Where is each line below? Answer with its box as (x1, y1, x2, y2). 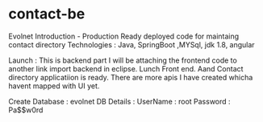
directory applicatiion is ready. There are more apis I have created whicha (8, 72, 253, 82)
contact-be (8, 5, 86, 23)
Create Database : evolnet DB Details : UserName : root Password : (8, 96, 232, 106)
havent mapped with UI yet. (8, 81, 100, 91)
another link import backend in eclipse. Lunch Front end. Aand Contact (8, 63, 244, 73)
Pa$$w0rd (8, 105, 44, 115)
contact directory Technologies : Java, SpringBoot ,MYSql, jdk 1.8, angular (8, 39, 256, 49)
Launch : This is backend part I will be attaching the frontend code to (8, 55, 238, 65)
